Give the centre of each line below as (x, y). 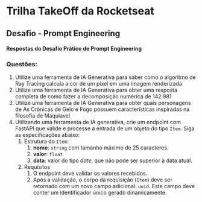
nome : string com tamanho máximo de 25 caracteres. (101, 148)
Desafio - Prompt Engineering (63, 33)
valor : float (48, 154)
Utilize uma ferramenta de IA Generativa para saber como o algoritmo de (105, 77)
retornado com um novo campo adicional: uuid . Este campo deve (114, 186)
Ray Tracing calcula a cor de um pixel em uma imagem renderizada (99, 84)
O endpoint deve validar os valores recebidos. (90, 174)
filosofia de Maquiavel (43, 116)
